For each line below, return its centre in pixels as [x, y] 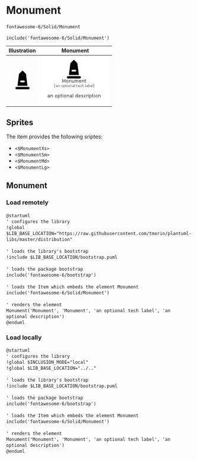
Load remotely [28, 202]
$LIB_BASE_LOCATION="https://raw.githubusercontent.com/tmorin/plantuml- [99, 233]
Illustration [22, 50]
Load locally [24, 337]
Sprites [20, 122]
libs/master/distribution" [39, 239]
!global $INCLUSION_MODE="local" [47, 362]
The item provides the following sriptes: [54, 137]
